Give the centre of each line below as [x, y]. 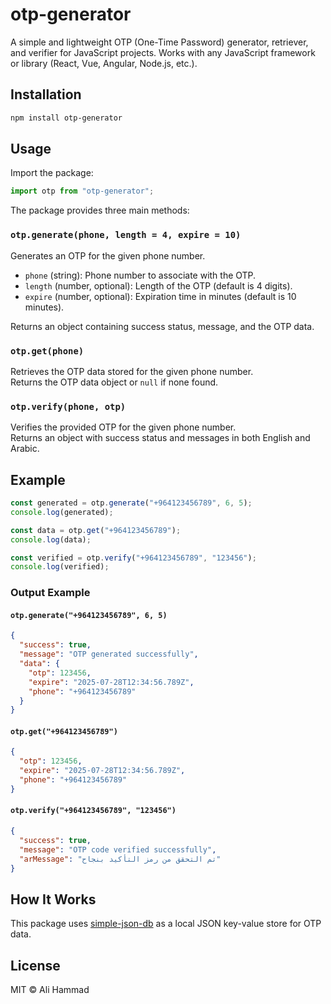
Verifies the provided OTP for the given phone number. [123, 427]
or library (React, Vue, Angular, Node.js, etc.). [104, 63]
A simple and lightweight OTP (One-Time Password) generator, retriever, [159, 42]
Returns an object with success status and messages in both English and [160, 438]
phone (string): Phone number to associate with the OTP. [140, 275]
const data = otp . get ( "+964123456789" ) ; [96, 530]
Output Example [50, 593]
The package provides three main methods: [100, 210]
